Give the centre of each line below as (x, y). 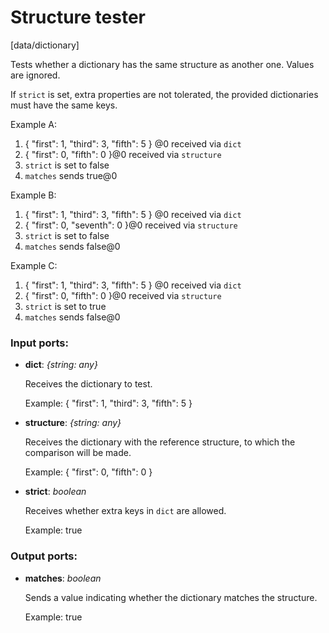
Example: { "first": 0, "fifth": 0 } (88, 472)
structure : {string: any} (73, 423)
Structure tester (78, 17)
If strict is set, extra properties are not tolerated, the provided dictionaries (164, 94)
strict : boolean (55, 492)
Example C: (34, 265)
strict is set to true (65, 306)
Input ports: (39, 343)
